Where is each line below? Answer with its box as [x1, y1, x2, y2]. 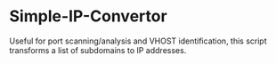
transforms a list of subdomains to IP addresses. [9, 44, 187, 55]
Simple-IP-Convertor [9, 6, 167, 27]
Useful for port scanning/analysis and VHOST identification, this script [9, 35, 267, 46]
